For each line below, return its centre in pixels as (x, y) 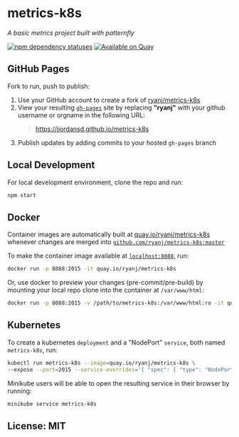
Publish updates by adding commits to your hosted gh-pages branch (117, 142)
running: (20, 391)
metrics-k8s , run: (33, 349)
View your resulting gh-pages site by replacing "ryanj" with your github (121, 107)
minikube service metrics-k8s (52, 404)
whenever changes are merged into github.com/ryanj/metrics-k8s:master (116, 242)
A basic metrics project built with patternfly (71, 33)
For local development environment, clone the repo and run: (95, 182)
